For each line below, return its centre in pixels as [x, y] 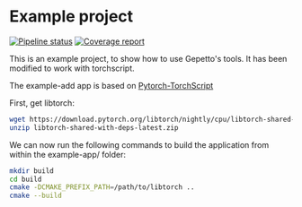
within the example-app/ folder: [68, 154]
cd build [26, 179]
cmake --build [36, 196]
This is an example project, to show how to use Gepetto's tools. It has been [148, 58]
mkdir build [31, 171]
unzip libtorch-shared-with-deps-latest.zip [94, 127]
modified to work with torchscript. [72, 68]
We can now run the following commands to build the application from [139, 144]
